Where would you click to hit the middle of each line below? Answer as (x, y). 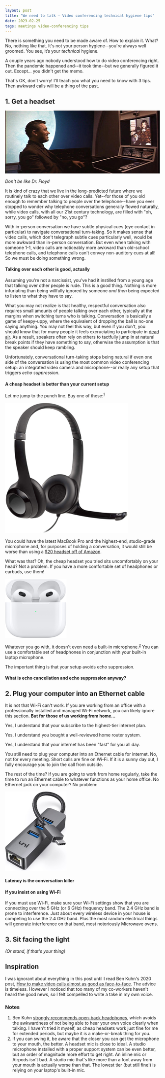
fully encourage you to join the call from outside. (54, 765)
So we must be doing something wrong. (45, 258)
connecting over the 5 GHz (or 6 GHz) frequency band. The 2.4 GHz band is (82, 908)
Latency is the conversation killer (40, 881)
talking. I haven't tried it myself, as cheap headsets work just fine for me (85, 1028)
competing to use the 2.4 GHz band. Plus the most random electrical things (82, 919)
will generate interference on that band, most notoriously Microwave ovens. (82, 924)
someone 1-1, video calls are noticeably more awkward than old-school (77, 247)
